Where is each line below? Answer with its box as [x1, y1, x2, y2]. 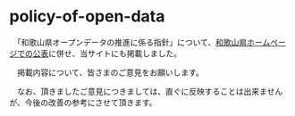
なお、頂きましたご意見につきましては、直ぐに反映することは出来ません [16, 86, 283, 96]
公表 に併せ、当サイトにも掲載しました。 [32, 47, 181, 59]
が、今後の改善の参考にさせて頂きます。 [9, 96, 158, 108]
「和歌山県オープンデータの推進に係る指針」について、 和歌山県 [16, 37, 248, 47]
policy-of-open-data [9, 6, 165, 27]
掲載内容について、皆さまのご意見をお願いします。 [16, 67, 204, 78]
